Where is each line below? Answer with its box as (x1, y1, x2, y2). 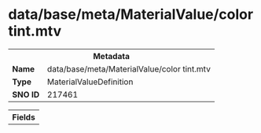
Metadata (93, 50, 130, 61)
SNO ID (12, 89, 40, 100)
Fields (12, 112, 35, 123)
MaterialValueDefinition (46, 76, 134, 87)
